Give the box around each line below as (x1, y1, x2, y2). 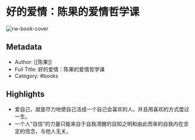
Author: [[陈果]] (14, 58, 52, 65)
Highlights (6, 89, 45, 100)
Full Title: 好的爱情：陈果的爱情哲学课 (14, 66, 105, 73)
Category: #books (14, 72, 59, 79)
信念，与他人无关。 (25, 127, 71, 135)
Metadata (6, 42, 42, 52)
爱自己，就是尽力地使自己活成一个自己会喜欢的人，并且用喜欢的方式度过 (14, 105, 189, 112)
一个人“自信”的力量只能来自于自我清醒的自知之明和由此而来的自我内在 (14, 120, 184, 127)
